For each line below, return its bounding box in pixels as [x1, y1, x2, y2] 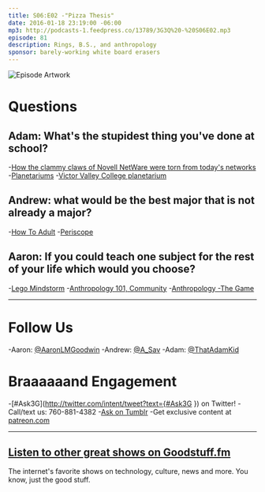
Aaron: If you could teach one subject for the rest [8, 250, 255, 263]
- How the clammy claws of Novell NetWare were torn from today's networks [8, 163, 256, 172]
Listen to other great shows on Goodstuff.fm [8, 445, 231, 459]
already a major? [8, 206, 92, 220]
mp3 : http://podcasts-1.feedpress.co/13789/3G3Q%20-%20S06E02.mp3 [8, 26, 231, 34]
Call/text [8, 407, 35, 416]
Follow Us [8, 318, 73, 336]
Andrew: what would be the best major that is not [8, 194, 255, 207]
